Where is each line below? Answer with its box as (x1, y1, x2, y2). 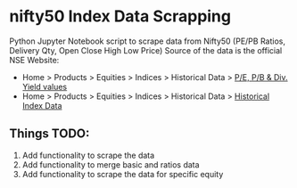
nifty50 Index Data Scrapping (9, 6, 232, 27)
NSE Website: (9, 54, 60, 65)
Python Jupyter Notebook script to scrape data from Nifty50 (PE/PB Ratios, (9, 36, 285, 46)
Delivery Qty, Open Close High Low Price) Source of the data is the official (9, 45, 283, 55)
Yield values (21, 81, 68, 92)
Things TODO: (9, 127, 90, 142)
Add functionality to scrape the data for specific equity (21, 168, 224, 179)
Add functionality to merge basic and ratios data (21, 159, 200, 170)
